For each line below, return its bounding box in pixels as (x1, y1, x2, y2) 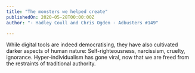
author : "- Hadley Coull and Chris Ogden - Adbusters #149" (6, 20, 159, 26)
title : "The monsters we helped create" (6, 8, 109, 15)
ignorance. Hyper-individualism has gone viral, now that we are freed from (6, 54, 190, 61)
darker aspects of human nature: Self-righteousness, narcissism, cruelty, (6, 47, 186, 55)
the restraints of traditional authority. (6, 60, 97, 67)
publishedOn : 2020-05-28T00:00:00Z (6, 14, 95, 20)
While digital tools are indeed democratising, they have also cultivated (6, 41, 178, 48)
